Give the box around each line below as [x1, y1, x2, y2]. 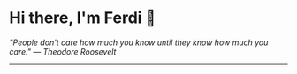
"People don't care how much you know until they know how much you [9, 37, 269, 48]
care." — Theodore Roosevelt [9, 46, 117, 56]
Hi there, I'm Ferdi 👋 [9, 8, 156, 28]
